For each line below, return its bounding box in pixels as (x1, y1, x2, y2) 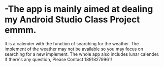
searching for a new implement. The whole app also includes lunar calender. (4, 51, 160, 57)
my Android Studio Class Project (4, 14, 140, 25)
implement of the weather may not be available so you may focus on (4, 46, 143, 52)
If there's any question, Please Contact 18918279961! (4, 56, 112, 62)
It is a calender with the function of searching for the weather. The (4, 40, 139, 46)
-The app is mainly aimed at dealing (4, 3, 153, 15)
